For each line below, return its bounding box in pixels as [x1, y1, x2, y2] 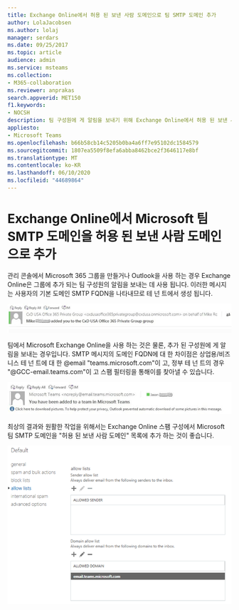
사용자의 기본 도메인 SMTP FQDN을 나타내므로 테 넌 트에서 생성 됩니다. [14, 289, 213, 297]
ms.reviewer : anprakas [7, 86, 75, 94]
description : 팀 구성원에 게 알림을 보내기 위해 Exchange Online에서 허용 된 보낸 [7, 117, 228, 124]
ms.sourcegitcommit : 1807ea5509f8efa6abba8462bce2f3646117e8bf [7, 147, 199, 154]
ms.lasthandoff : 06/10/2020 [7, 170, 91, 177]
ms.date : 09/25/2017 [7, 41, 69, 49]
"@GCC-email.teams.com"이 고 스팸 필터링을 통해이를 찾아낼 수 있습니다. [7, 367, 215, 376]
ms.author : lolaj [7, 26, 59, 33]
